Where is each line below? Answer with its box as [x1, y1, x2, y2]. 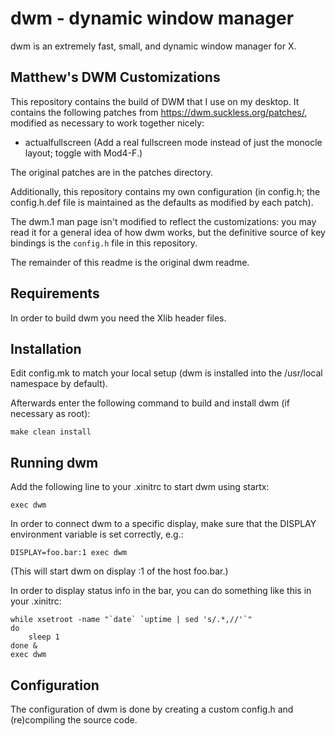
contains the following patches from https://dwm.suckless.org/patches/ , [10, 106, 308, 118]
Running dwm [10, 454, 99, 471]
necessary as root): [10, 408, 91, 420]
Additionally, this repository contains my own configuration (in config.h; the [10, 185, 321, 197]
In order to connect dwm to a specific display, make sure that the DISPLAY [10, 518, 317, 530]
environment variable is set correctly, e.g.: [10, 528, 184, 541]
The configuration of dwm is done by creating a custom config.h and [10, 703, 294, 715]
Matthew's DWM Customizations [10, 69, 221, 86]
